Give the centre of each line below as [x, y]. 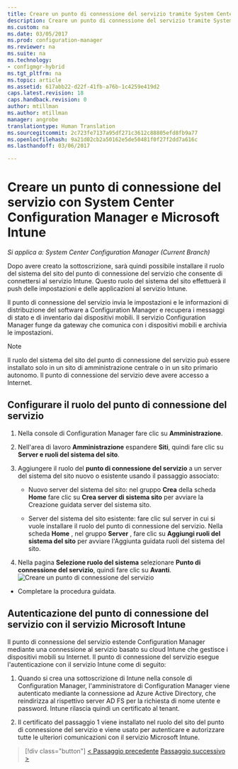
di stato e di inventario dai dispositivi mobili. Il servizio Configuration [107, 317]
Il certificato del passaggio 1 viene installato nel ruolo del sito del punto [121, 722]
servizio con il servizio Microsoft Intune [97, 625]
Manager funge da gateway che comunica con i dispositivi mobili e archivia [117, 325]
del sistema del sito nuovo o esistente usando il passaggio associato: [118, 476]
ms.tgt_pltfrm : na [34, 73]
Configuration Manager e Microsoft [113, 218]
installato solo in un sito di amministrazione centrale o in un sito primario [113, 368]
